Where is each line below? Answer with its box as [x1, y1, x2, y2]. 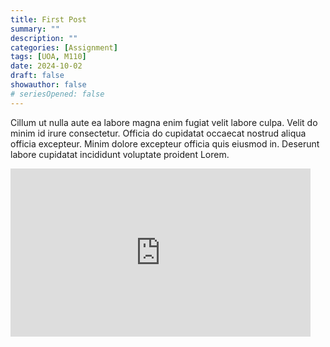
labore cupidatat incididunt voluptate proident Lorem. [10, 148, 230, 160]
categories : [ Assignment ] [10, 42, 118, 53]
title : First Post [10, 14, 87, 25]
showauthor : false [10, 80, 87, 90]
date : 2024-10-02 [10, 61, 83, 71]
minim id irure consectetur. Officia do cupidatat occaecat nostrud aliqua [10, 127, 307, 139]
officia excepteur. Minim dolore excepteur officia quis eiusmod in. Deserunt [10, 137, 320, 150]
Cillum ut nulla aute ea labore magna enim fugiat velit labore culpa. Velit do [10, 116, 318, 128]
